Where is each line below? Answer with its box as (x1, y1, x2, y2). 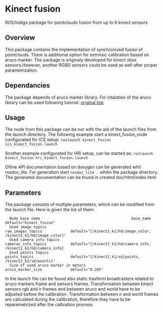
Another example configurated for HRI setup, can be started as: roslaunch (5, 150, 153, 156)
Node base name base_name (9, 216, 151, 221)
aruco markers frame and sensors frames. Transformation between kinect (5, 281, 153, 287)
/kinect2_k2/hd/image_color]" (5, 233, 67, 238)
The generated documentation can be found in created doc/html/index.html (5, 174, 157, 181)
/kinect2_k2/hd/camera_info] (5, 246, 64, 251)
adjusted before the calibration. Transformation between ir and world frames (5, 291, 159, 297)
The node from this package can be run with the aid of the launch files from (5, 127, 157, 132)
